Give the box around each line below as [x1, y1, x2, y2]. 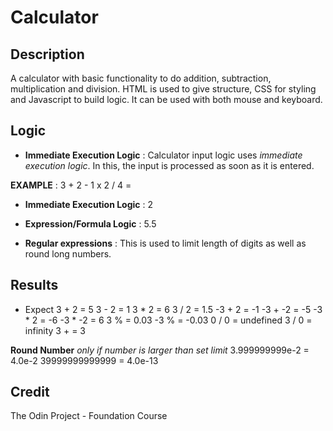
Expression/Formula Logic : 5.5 [24, 217, 157, 230]
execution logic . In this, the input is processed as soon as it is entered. [24, 159, 315, 171]
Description [10, 46, 85, 63]
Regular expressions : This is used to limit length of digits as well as [24, 237, 307, 249]
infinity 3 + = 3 [24, 324, 86, 336]
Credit [10, 384, 50, 401]
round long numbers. [24, 247, 112, 260]
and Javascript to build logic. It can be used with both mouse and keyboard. [10, 94, 323, 105]
